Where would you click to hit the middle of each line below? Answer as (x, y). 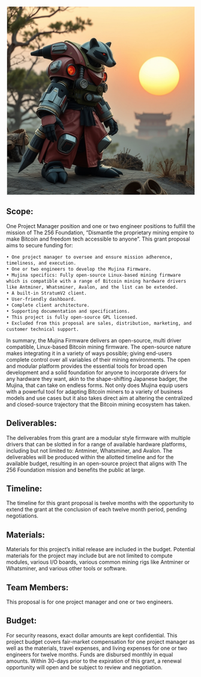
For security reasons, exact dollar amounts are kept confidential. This (92, 635)
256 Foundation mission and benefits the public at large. (76, 469)
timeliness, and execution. (41, 263)
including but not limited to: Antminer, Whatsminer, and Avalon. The (89, 450)
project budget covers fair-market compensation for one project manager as (100, 641)
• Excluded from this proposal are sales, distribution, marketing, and (99, 323)
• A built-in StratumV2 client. (46, 293)
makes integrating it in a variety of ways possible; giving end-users (89, 353)
